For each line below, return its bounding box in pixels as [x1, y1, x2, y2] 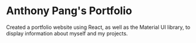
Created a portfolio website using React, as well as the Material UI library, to [6, 24, 191, 31]
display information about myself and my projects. [6, 29, 128, 37]
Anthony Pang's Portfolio [6, 4, 132, 18]
